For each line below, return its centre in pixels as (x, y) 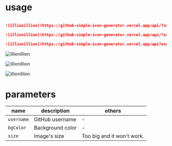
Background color (55, 128)
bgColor (17, 128)
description (55, 111)
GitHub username (55, 119)
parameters (31, 94)
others (113, 111)
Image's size (49, 136)
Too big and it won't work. (113, 136)
